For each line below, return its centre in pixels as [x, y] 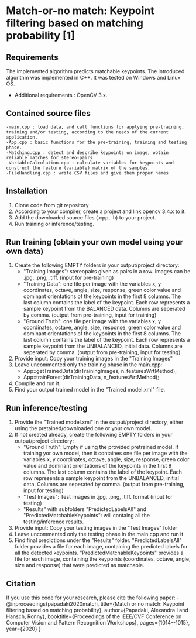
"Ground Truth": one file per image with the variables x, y [92, 321]
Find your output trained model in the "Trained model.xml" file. [90, 390]
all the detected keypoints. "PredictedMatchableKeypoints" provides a [99, 553]
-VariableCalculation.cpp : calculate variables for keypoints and [90, 163]
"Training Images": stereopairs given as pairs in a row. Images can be [107, 272]
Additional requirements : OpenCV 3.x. [61, 95]
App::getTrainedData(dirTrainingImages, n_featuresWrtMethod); [100, 371]
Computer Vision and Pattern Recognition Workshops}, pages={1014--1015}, [98, 623]
